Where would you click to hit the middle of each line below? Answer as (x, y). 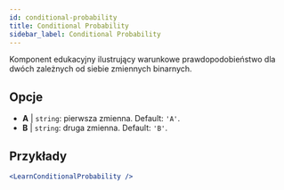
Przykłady (38, 156)
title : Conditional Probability (69, 26)
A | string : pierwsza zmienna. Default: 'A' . (101, 119)
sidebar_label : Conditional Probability (85, 34)
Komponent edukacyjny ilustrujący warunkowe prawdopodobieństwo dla (142, 60)
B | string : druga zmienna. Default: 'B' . (94, 128)
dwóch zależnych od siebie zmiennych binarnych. (101, 69)
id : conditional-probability (63, 17)
